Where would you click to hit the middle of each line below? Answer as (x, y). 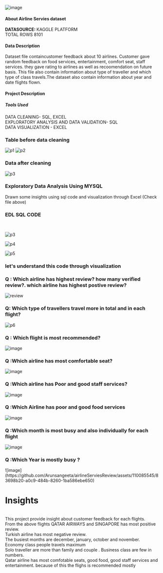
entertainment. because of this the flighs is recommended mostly (71, 565)
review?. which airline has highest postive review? (66, 285)
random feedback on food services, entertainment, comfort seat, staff (75, 62)
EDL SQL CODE (23, 215)
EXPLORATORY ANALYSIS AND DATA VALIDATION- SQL (62, 122)
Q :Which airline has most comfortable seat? (59, 361)
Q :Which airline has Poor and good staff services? (66, 384)
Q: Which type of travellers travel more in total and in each (75, 308)
